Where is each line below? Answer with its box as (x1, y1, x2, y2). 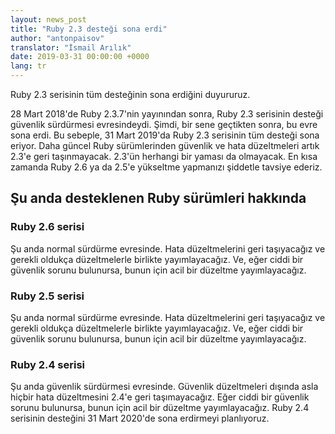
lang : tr (10, 61, 47, 71)
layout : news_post (10, 14, 87, 25)
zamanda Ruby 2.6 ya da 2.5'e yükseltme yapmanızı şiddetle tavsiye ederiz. (10, 161, 323, 173)
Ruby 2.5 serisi (10, 289, 85, 303)
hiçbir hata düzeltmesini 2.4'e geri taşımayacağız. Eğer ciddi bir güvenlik (10, 391, 310, 403)
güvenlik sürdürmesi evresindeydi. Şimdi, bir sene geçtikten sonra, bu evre (10, 119, 318, 130)
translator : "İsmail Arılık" (10, 42, 132, 53)
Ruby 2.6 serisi (10, 220, 85, 234)
